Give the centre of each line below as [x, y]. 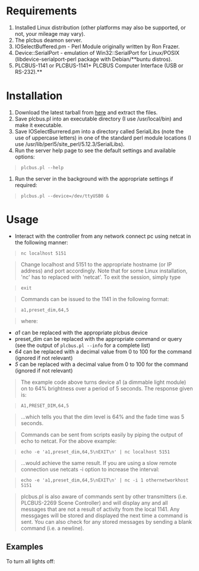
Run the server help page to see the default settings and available [95, 150]
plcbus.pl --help [42, 167]
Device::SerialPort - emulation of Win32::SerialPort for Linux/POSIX [97, 52]
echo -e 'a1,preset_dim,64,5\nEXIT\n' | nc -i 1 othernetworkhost [105, 480]
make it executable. [39, 125]
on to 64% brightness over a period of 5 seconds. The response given [107, 388]
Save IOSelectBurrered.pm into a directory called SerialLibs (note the [99, 131]
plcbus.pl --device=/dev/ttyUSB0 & [65, 196]
